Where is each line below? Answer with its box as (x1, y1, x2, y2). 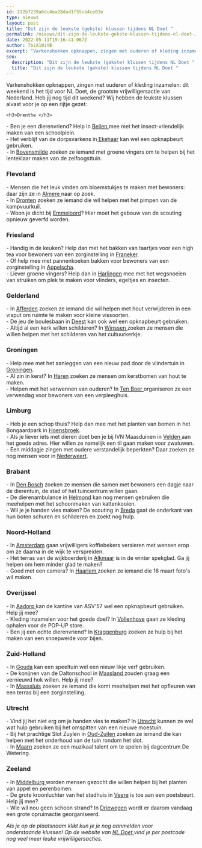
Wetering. (6, 750, 31, 757)
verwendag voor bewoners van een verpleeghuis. (6, 391, 129, 398)
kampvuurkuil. (6, 203, 41, 210)
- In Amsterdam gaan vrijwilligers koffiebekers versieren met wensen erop (6, 542, 189, 549)
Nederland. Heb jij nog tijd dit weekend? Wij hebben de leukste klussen (6, 94, 182, 101)
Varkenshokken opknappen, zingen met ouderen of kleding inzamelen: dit (6, 81, 189, 89)
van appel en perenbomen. (6, 785, 73, 792)
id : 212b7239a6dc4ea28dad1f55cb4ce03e (6, 8, 103, 15)
